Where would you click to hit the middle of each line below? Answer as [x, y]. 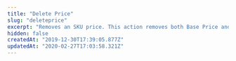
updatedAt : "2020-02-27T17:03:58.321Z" [66, 46]
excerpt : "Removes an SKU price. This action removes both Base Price [113, 27]
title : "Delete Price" [40, 14]
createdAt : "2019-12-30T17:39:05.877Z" [66, 40]
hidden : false [28, 33]
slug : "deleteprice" [38, 20]
